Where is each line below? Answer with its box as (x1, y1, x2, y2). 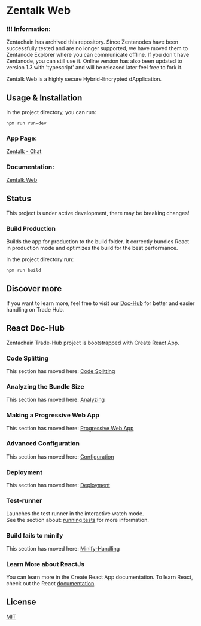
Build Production (6, 224, 56, 233)
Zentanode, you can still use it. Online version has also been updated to (6, 57, 182, 65)
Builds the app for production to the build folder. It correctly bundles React (6, 238, 190, 245)
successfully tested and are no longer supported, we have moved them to (6, 45, 188, 52)
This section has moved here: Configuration (6, 453, 114, 460)
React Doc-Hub (6, 323, 65, 334)
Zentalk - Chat (6, 148, 42, 155)
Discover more (6, 283, 62, 294)
